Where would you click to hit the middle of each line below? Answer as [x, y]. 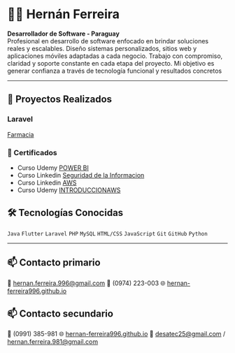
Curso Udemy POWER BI [53, 168]
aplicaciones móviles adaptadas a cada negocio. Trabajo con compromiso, [115, 56]
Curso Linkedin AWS [47, 182]
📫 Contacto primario [54, 262]
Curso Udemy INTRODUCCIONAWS [69, 190]
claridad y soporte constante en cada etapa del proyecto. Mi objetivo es [111, 63]
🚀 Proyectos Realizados [60, 100]
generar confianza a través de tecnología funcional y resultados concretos [115, 71]
